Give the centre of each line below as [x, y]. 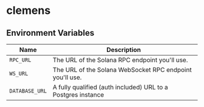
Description [124, 50]
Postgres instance [78, 95]
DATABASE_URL [28, 91]
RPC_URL [20, 60]
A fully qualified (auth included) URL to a [110, 87]
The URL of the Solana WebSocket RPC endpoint [122, 70]
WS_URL [19, 73]
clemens [29, 11]
